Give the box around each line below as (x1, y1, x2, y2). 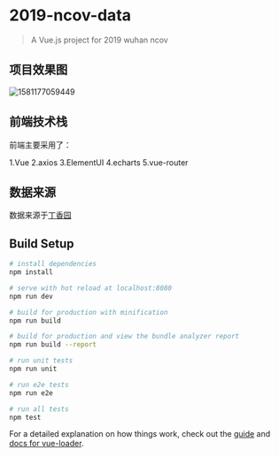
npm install (9, 268, 53, 277)
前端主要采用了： (9, 139, 72, 150)
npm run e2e (9, 388, 53, 398)
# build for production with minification (9, 308, 168, 316)
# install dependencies (9, 260, 97, 269)
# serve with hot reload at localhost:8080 (9, 284, 173, 293)
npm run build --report (9, 340, 97, 349)
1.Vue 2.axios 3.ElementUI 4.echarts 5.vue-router (9, 156, 189, 168)
